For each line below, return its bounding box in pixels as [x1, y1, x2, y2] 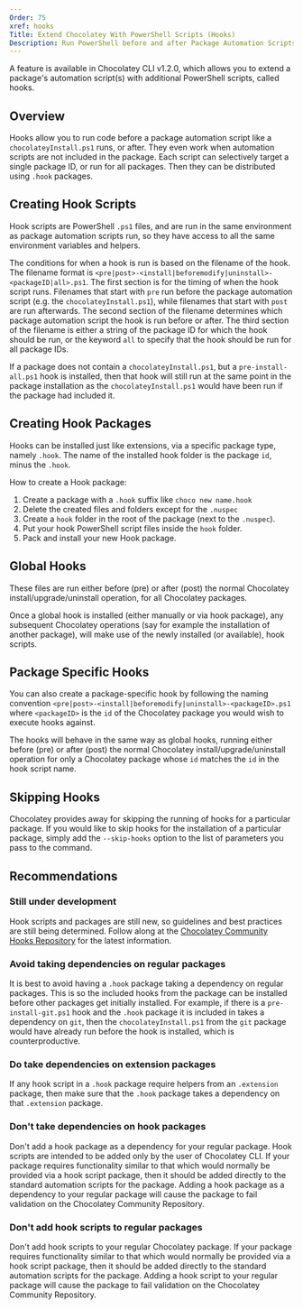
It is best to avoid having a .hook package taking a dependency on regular [9, 978, 284, 989]
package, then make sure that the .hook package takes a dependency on [9, 1088, 280, 1099]
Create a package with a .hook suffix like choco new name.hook [22, 493, 252, 505]
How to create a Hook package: [9, 476, 127, 487]
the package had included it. [9, 390, 115, 401]
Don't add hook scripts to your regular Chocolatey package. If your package [9, 1241, 293, 1252]
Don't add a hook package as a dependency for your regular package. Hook [9, 1140, 293, 1151]
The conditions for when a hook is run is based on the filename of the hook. [9, 257, 291, 268]
